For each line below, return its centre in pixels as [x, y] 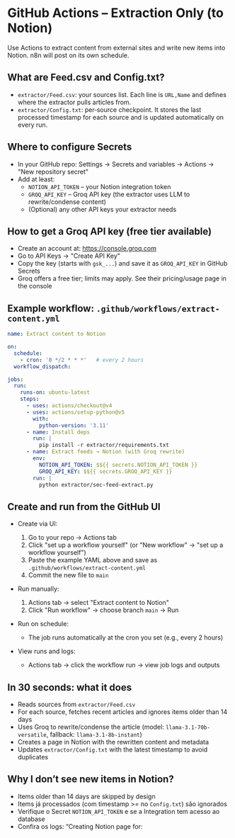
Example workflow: [51, 308]
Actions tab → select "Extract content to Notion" [99, 603]
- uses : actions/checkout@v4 [69, 406]
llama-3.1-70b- [188, 727]
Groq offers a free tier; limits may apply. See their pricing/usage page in [122, 278]
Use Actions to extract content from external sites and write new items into [116, 47]
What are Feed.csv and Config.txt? [86, 78]
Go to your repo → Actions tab [72, 538]
